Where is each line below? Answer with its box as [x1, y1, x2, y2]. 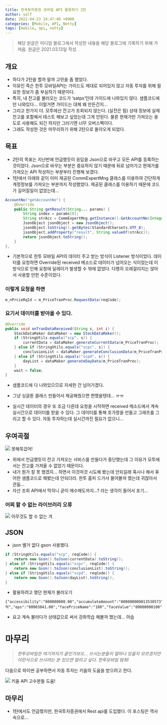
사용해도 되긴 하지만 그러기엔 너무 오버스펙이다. [21, 120, 113, 126]
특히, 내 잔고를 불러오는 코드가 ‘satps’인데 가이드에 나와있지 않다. [12, 95, 139, 101]
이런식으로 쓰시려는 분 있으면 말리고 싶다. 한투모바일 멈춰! [17, 657, 129, 663]
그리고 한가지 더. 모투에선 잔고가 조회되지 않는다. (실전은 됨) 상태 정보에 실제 [12, 108, 160, 114]
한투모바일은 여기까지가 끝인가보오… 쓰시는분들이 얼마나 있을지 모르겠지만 [17, 651, 161, 657]
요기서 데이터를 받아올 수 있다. [5, 310, 73, 317]
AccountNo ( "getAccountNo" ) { [5, 197, 66, 202]
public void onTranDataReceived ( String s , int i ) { [5, 326, 114, 331]
